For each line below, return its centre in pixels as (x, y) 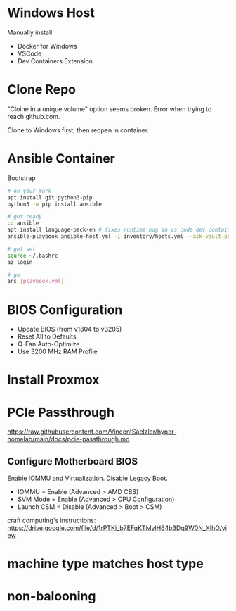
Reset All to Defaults (47, 336)
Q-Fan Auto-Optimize (48, 344)
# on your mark (29, 191)
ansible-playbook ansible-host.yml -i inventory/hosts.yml (96, 237)
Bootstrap (22, 178)
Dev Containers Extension (55, 61)
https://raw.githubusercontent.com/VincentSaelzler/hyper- (92, 432)
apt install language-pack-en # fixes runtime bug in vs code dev (106, 230)
